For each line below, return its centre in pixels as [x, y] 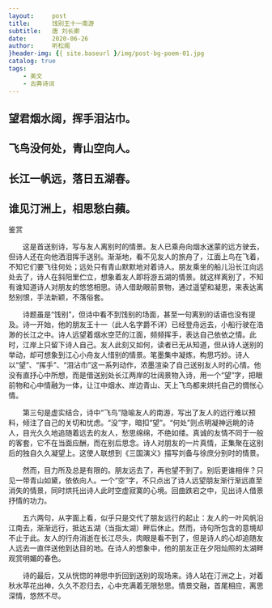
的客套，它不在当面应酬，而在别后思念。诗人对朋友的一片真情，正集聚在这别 [136, 443]
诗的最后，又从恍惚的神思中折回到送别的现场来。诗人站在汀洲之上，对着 [143, 576]
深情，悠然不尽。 [37, 596]
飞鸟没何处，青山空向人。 [72, 149]
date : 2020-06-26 [49, 38]
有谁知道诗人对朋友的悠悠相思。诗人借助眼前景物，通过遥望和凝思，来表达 [132, 287]
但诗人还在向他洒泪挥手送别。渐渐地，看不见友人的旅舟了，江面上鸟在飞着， [136, 257]
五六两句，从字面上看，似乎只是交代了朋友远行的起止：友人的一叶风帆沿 [143, 518]
